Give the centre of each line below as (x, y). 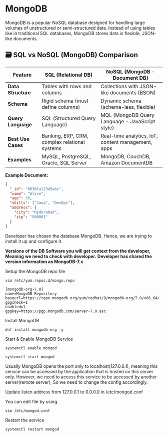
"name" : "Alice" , (28, 193)
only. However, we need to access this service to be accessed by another (81, 377)
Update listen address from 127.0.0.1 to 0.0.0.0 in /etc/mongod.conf (74, 392)
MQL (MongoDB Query (128, 115)
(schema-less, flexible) (128, 107)
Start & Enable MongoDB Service (39, 339)
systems (51, 148)
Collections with (119, 86)
